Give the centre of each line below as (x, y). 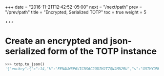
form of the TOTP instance (102, 52)
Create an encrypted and (57, 41)
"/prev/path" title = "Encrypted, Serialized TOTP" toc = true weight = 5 (76, 12)
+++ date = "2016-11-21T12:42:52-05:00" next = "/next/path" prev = (74, 7)
